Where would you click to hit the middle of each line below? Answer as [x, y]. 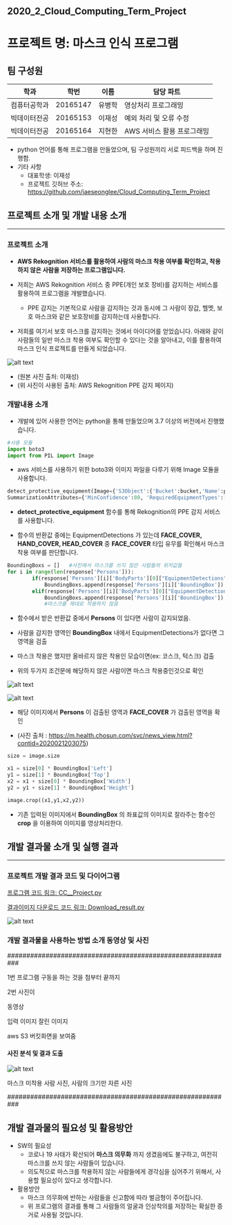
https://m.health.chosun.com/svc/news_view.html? [120, 736]
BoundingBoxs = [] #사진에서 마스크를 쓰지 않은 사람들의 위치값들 [95, 566]
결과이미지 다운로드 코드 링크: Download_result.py [76, 907]
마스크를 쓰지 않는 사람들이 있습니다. [76, 1163]
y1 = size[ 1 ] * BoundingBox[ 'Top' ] [58, 775]
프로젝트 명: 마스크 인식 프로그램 [93, 43]
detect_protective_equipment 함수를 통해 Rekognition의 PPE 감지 [109, 512]
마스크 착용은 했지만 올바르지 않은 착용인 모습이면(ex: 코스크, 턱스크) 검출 [116, 656]
